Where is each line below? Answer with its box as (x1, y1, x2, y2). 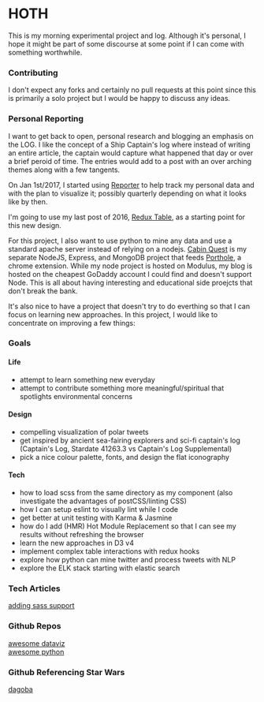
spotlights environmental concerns (19, 391, 132, 401)
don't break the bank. (8, 286, 78, 296)
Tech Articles (8, 583, 61, 594)
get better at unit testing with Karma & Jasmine (19, 513, 173, 523)
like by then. (8, 196, 48, 206)
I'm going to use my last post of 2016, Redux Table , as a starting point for (8, 212, 246, 222)
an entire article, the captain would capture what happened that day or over (8, 147, 254, 158)
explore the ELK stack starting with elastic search (19, 563, 180, 573)
